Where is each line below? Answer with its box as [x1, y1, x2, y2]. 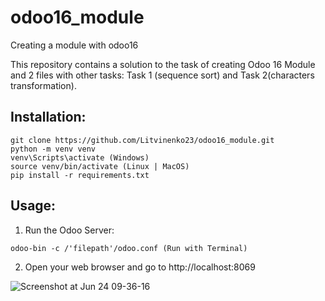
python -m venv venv [10, 144, 97, 154]
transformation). [10, 79, 77, 91]
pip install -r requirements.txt [10, 170, 150, 180]
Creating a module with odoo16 [10, 39, 139, 51]
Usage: [10, 197, 57, 215]
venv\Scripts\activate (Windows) [10, 152, 150, 163]
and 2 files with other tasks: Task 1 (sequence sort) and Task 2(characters [10, 69, 315, 81]
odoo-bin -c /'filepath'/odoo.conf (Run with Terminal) [10, 243, 248, 253]
